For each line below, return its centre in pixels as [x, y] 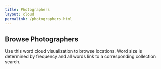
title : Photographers [28, 10]
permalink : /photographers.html [39, 19]
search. [13, 62]
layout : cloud [20, 14]
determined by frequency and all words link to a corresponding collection [81, 57]
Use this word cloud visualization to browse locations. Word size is [74, 51]
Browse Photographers [42, 39]
